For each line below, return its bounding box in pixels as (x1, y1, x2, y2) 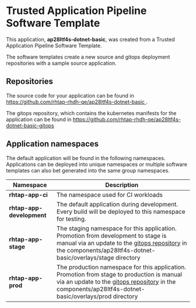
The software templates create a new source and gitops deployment (6, 53, 170, 60)
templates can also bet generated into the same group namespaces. (6, 167, 170, 174)
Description (105, 181, 139, 189)
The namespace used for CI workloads (56, 191, 163, 199)
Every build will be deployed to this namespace (56, 207, 185, 216)
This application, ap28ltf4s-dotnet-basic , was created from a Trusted (6, 36, 175, 43)
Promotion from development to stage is (56, 231, 167, 240)
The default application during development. (56, 200, 178, 208)
